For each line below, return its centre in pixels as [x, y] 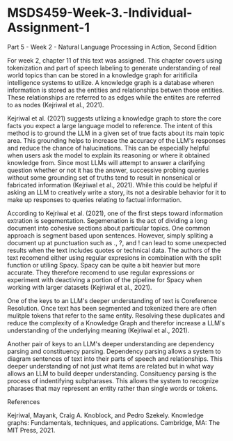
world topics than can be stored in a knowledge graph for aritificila [103, 75]
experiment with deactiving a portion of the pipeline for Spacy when [105, 279]
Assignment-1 [49, 28]
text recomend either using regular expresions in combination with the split [114, 257]
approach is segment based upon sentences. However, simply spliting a [110, 235]
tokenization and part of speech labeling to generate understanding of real [114, 68]
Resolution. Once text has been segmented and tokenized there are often [112, 308]
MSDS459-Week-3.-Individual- [100, 13]
